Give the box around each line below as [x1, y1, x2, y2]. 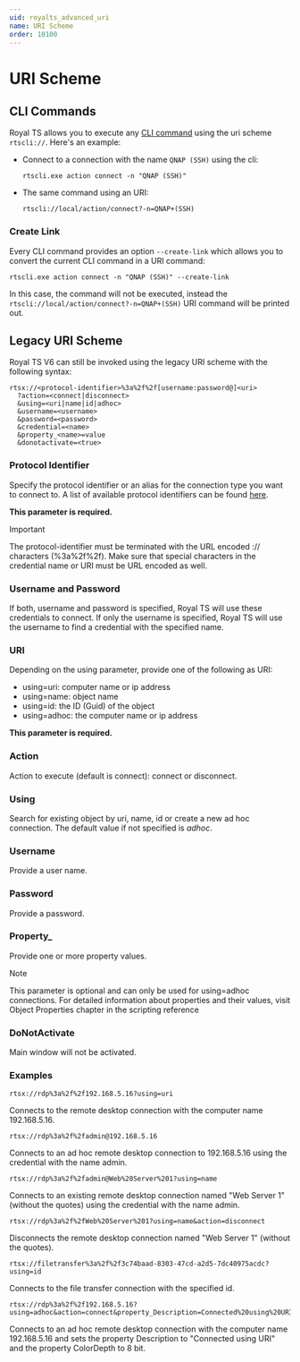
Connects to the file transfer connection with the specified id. [9, 1283, 235, 1294]
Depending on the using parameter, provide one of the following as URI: [9, 664, 273, 676]
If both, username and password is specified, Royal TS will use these [9, 603, 262, 614]
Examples [9, 1069, 54, 1082]
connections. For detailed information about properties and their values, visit [9, 994, 291, 1005]
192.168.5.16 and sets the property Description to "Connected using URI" [9, 1333, 276, 1344]
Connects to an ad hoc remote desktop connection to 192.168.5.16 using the [9, 1147, 287, 1159]
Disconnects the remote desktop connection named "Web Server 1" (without [9, 1232, 291, 1244]
